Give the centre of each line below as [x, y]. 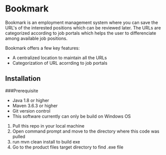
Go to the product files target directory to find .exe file [68, 147]
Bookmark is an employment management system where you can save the [82, 22]
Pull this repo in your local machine [48, 126]
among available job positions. [36, 38]
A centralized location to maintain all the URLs [60, 57]
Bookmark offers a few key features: [42, 48]
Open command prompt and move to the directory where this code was [86, 131]
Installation [23, 78]
